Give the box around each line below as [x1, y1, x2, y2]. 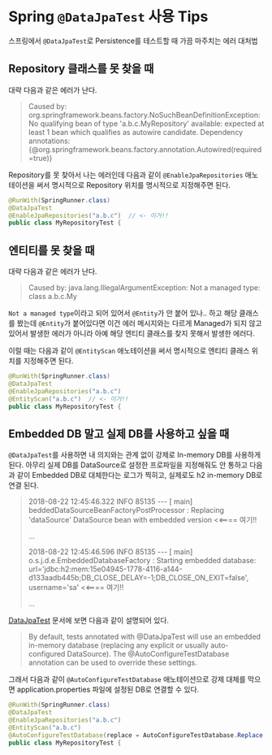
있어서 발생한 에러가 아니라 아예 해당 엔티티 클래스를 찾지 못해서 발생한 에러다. [8, 328, 256, 338]
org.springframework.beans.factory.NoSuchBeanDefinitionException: [28, 110, 261, 119]
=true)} [28, 153, 53, 163]
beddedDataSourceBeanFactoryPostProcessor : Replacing [28, 506, 225, 515]
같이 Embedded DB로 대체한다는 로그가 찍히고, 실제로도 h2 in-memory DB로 [16, 471, 263, 480]
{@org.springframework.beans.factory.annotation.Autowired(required [28, 144, 262, 154]
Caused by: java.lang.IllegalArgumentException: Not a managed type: [28, 283, 261, 293]
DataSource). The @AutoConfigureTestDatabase [67, 649, 230, 659]
